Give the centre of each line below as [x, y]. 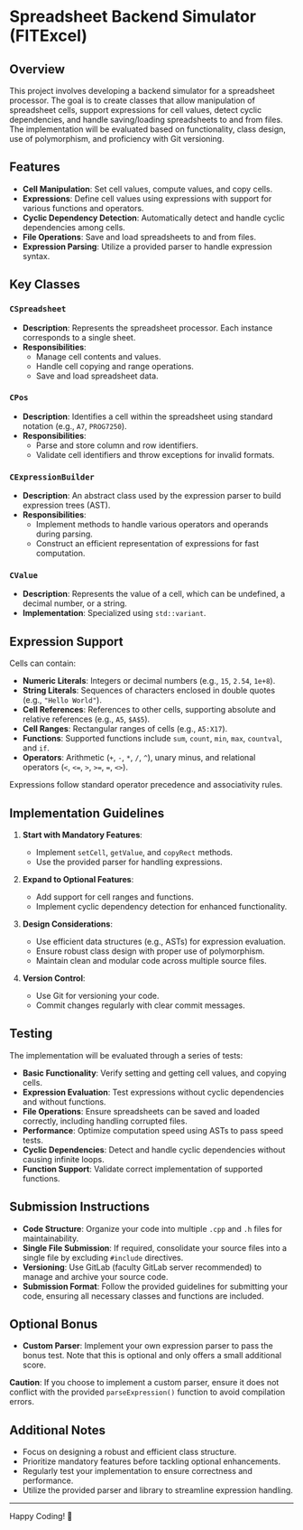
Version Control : [54, 978]
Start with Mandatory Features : [82, 835]
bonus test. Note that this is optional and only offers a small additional [152, 1356]
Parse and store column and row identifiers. [117, 445]
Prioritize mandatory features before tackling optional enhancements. [151, 1461]
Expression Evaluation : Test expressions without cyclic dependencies [153, 1092]
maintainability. [50, 1238]
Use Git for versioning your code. [97, 996]
